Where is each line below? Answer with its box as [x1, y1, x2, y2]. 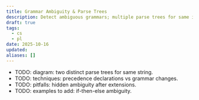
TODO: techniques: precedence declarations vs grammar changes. [14, 75, 179, 82]
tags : [6, 25, 20, 31]
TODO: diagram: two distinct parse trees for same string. [14, 68, 153, 75]
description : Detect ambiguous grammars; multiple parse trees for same [6, 14, 190, 20]
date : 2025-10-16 [6, 42, 49, 48]
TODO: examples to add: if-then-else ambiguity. [14, 87, 132, 94]
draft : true [6, 19, 36, 25]
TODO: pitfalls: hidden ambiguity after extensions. [14, 81, 137, 88]
